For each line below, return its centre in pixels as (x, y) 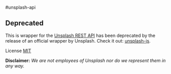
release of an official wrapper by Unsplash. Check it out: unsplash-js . (78, 41)
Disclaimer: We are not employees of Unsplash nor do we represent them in (86, 60)
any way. (15, 66)
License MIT (18, 51)
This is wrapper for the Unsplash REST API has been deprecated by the (80, 35)
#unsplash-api (20, 7)
